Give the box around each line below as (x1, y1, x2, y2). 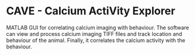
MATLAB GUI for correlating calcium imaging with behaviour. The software (6, 24, 190, 31)
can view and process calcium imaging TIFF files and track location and (6, 30, 182, 37)
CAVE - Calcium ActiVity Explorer (6, 4, 176, 18)
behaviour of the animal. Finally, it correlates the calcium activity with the (6, 36, 185, 44)
